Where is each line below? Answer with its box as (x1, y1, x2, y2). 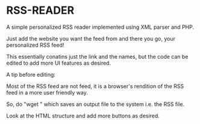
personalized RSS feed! (6, 41, 64, 49)
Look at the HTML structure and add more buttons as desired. (6, 112, 160, 119)
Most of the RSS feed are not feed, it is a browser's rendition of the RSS (6, 82, 184, 90)
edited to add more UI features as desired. (6, 59, 111, 66)
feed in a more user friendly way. (6, 89, 89, 96)
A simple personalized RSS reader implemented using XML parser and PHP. (6, 23, 195, 31)
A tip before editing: (6, 71, 56, 78)
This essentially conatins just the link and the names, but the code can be (6, 53, 189, 60)
